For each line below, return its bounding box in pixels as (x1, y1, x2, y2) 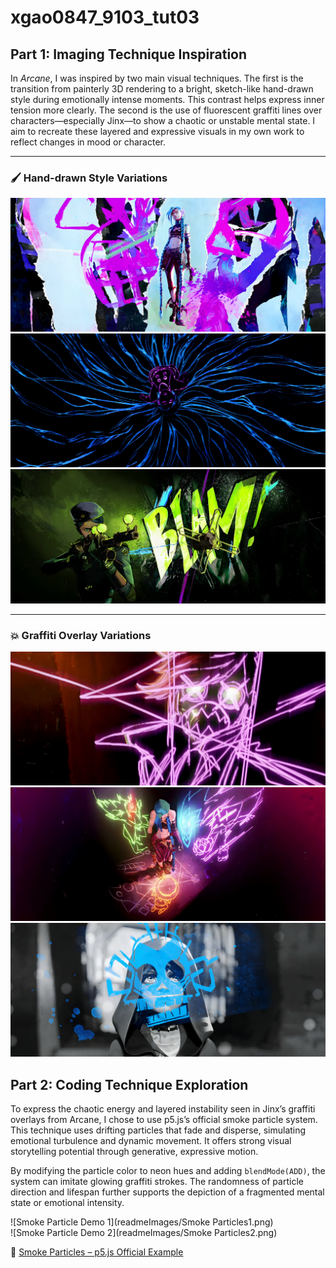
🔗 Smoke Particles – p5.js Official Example (10, 1246, 184, 1258)
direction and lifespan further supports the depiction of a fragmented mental (10, 1186, 325, 1198)
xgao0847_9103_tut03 (10, 6, 200, 29)
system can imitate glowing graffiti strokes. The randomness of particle (10, 1175, 304, 1187)
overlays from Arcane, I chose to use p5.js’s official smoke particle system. (10, 1113, 318, 1125)
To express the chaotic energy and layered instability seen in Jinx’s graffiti (10, 1102, 316, 1115)
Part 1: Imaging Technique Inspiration (10, 46, 248, 63)
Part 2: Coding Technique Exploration (10, 1076, 249, 1093)
